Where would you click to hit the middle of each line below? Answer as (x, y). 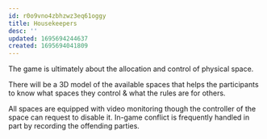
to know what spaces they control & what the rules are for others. (117, 93)
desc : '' (23, 31)
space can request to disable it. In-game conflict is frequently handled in (129, 117)
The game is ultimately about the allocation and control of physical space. (131, 69)
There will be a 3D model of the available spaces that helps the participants (134, 85)
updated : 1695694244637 (48, 38)
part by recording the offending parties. (74, 126)
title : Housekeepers (43, 23)
